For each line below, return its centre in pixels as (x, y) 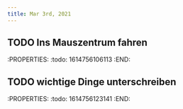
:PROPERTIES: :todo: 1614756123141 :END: (69, 99)
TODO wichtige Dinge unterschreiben (92, 82)
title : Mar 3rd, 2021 (39, 14)
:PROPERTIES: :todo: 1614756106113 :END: (69, 59)
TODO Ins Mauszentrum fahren (77, 43)
